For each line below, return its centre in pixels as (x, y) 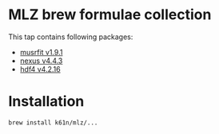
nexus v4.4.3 (41, 61)
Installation (46, 102)
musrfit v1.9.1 (41, 52)
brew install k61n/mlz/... (53, 122)
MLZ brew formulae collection (110, 15)
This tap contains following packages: (71, 37)
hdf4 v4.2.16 (40, 69)
